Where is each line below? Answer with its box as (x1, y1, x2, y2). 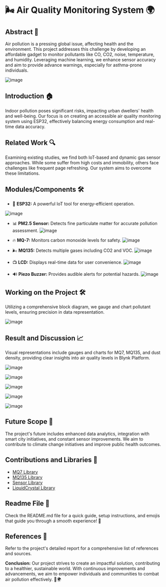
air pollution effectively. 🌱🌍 (5, 577, 61, 583)
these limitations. (5, 170, 40, 176)
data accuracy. (15, 123, 46, 129)
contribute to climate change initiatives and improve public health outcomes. (5, 441, 161, 447)
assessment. (12, 228, 39, 234)
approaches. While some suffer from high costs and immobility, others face (5, 159, 159, 165)
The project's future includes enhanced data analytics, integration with (5, 431, 150, 437)
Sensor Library (12, 479, 43, 485)
